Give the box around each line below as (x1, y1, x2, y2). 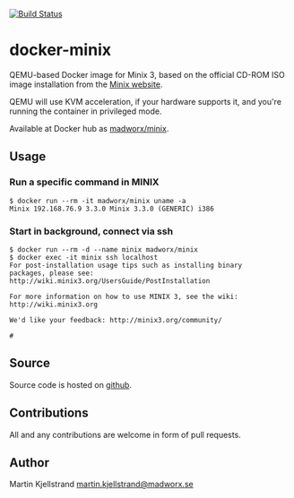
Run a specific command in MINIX (9, 176, 160, 188)
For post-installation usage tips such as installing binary (9, 261, 243, 270)
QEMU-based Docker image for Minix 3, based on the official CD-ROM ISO (9, 69, 285, 80)
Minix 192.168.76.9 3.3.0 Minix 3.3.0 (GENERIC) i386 (9, 204, 215, 213)
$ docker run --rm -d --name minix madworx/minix (9, 245, 199, 254)
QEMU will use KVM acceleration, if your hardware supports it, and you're (9, 96, 282, 107)
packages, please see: (9, 269, 94, 278)
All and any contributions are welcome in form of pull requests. (9, 429, 242, 440)
